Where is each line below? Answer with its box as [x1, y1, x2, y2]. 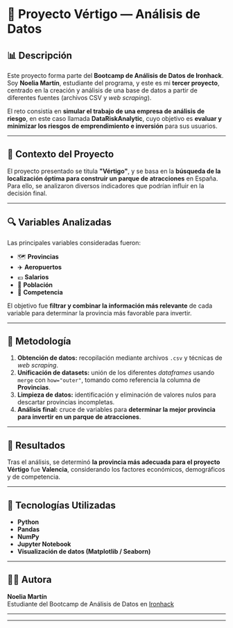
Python [17, 518, 40, 527]
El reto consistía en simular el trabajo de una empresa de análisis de [7, 107, 205, 115]
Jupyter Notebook [17, 540, 71, 548]
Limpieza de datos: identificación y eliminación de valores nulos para [17, 390, 216, 399]
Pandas [17, 525, 40, 534]
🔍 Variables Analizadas [7, 217, 112, 229]
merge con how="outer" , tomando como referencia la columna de [17, 376, 201, 384]
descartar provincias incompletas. [17, 398, 115, 406]
